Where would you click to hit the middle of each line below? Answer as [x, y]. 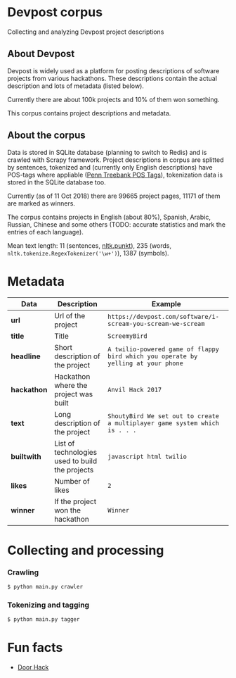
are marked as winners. [41, 203]
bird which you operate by [153, 356]
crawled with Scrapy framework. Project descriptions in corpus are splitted [116, 160]
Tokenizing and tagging [48, 605]
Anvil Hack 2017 [135, 389]
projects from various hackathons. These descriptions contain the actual [112, 78]
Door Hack [33, 667]
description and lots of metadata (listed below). [76, 86]
